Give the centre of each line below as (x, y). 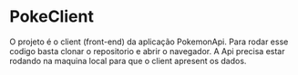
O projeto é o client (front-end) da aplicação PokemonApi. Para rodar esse (149, 42)
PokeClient (51, 17)
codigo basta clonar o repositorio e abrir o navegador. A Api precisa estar (147, 51)
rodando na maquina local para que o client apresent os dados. (128, 61)
